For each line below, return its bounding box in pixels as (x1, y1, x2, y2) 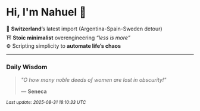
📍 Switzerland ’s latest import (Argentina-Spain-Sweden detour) (6, 25, 162, 32)
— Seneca (20, 88, 47, 95)
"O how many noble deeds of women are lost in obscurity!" (20, 76, 167, 84)
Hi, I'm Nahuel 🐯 (6, 5, 86, 19)
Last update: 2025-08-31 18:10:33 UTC (6, 100, 86, 106)
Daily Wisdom (6, 63, 48, 71)
